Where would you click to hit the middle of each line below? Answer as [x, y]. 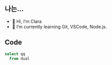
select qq [15, 54]
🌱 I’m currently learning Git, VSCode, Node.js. [59, 26]
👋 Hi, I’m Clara [27, 21]
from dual [19, 58]
